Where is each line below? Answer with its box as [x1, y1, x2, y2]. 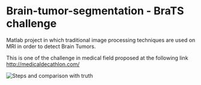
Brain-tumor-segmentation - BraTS [6, 4, 184, 18]
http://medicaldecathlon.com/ [6, 61, 80, 68]
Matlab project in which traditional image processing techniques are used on [6, 36, 196, 43]
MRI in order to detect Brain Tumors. [6, 43, 96, 50]
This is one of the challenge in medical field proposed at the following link [6, 54, 188, 61]
